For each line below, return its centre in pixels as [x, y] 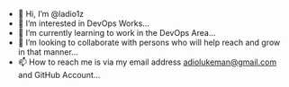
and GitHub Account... [59, 75]
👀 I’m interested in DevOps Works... [84, 23]
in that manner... [48, 52]
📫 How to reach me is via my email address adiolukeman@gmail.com [147, 62]
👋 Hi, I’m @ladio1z [51, 14]
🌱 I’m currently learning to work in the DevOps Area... [117, 33]
